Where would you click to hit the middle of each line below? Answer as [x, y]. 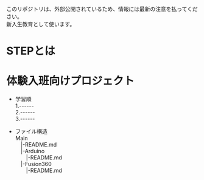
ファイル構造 [31, 131]
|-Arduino [33, 151]
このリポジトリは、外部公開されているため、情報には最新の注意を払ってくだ [102, 9]
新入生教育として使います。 [41, 24]
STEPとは [31, 51]
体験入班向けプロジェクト [71, 81]
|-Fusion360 [36, 164]
